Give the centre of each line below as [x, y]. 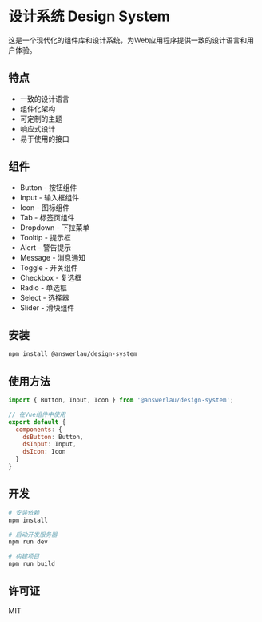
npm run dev [28, 542]
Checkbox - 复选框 [51, 277]
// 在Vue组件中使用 [37, 414]
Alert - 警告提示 [46, 247]
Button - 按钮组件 [48, 187]
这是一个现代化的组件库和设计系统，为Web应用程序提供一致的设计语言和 [128, 40]
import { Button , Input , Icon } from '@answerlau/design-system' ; [121, 400]
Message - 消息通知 [53, 257]
